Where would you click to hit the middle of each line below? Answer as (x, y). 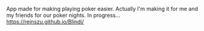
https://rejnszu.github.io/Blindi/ (45, 22)
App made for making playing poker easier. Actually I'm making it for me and (102, 9)
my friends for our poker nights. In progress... (63, 15)
